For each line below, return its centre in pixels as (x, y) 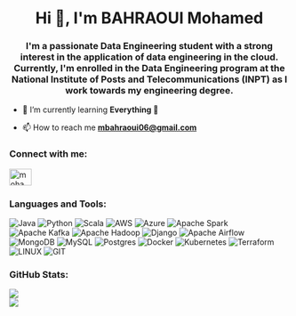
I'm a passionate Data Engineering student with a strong (149, 46)
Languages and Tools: (58, 204)
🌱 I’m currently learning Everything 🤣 (90, 109)
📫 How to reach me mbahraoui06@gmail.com (109, 127)
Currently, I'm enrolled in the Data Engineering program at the (149, 69)
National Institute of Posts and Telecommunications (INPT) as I (149, 79)
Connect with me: (48, 154)
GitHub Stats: (39, 275)
